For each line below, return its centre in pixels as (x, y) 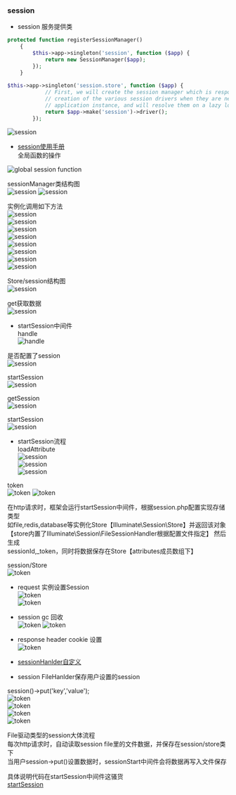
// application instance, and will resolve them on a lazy (133, 105)
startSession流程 (42, 441)
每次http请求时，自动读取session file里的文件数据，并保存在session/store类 (117, 744)
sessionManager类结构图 (44, 183)
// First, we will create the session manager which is (128, 92)
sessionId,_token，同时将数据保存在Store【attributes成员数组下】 (102, 551)
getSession (24, 398)
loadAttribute (36, 449)
